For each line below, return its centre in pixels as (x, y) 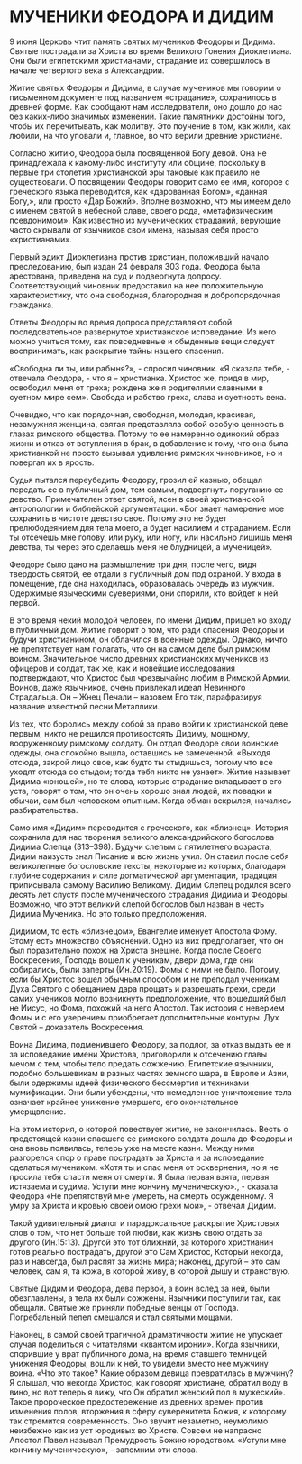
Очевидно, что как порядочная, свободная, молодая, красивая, (133, 414)
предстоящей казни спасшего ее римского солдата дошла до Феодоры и (151, 1139)
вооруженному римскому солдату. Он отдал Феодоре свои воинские (144, 743)
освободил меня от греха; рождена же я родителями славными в (137, 387)
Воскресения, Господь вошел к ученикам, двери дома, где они (132, 960)
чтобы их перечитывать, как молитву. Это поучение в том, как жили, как (150, 126)
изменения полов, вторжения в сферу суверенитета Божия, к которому (148, 1411)
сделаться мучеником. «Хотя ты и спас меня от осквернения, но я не (144, 1167)
